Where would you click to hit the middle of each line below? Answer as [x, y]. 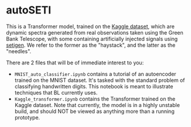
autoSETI [29, 10]
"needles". [19, 51]
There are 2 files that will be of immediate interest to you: [75, 63]
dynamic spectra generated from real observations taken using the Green [95, 32]
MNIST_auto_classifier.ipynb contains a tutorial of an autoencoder [95, 74]
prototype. [27, 117]
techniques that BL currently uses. [56, 92]
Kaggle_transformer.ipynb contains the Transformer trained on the [95, 99]
